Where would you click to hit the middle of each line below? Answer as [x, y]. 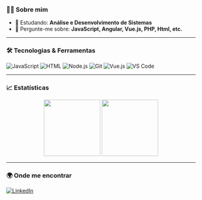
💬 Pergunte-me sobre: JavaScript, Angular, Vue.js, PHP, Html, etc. [99, 29]
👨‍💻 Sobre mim [27, 10]
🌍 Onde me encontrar [39, 175]
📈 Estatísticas [28, 88]
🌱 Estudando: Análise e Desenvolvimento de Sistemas [83, 23]
